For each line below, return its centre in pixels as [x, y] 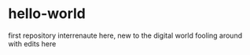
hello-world [47, 14]
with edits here [32, 43]
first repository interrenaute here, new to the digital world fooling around [125, 35]
